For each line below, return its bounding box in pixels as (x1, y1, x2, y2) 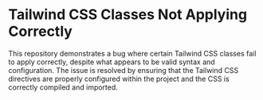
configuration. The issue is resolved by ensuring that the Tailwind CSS (8, 65, 239, 75)
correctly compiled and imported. (8, 82, 118, 92)
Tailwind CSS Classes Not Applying (8, 6, 248, 24)
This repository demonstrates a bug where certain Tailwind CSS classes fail (8, 48, 257, 58)
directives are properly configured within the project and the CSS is (8, 74, 230, 83)
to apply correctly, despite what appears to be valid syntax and (8, 57, 215, 67)
